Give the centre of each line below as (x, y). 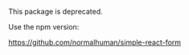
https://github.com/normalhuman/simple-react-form (95, 42)
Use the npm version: (44, 27)
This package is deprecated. (55, 12)
